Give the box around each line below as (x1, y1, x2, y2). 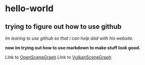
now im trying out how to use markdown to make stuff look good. (5, 45, 141, 50)
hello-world (5, 3, 54, 14)
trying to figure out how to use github (5, 22, 122, 31)
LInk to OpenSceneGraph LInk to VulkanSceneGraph (5, 54, 112, 60)
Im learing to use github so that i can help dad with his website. (5, 35, 134, 41)
